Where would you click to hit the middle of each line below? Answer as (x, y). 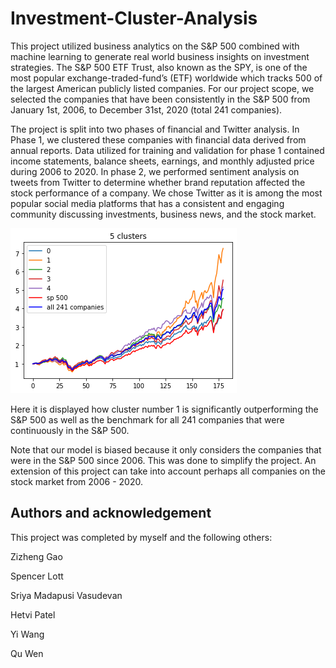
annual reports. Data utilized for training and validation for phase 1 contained (167, 150)
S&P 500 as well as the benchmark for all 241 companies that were (147, 419)
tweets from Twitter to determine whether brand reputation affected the (158, 182)
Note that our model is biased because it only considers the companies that (166, 449)
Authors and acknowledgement (111, 513)
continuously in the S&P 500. (70, 430)
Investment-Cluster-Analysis (134, 18)
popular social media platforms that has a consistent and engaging (147, 203)
